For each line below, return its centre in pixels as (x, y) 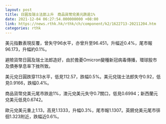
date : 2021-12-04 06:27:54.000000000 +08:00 (52, 19)
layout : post (19, 10)
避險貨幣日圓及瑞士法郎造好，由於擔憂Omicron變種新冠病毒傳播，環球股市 (81, 60)
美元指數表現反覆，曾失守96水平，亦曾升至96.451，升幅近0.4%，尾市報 (79, 43)
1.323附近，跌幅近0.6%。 (35, 117)
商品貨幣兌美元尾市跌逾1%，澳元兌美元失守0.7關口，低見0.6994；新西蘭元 (82, 94)
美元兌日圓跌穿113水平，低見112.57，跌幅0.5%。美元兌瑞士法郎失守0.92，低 (83, 77)
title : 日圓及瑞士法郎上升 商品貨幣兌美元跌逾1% (50, 14)
